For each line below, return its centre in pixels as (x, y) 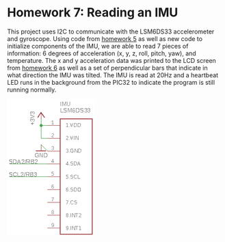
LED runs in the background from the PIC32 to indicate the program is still (111, 82)
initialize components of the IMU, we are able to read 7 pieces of (98, 46)
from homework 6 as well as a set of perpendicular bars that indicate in (108, 68)
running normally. (32, 90)
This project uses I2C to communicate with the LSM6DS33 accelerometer (111, 31)
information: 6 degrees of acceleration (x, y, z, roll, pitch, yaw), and (102, 53)
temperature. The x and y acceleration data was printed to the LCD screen (112, 60)
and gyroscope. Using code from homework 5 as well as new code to (105, 38)
